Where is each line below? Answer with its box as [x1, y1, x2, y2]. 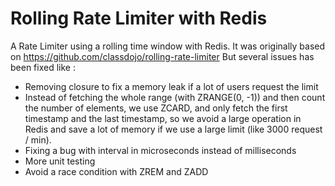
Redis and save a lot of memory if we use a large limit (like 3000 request [24, 123, 323, 135]
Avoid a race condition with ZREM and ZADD [24, 165, 209, 177]
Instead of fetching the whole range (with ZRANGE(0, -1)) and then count [24, 91, 326, 103]
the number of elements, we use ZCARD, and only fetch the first [24, 102, 288, 114]
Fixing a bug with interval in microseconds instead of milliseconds [24, 144, 297, 156]
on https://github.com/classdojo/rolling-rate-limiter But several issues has [10, 50, 315, 62]
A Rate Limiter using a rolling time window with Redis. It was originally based [10, 40, 326, 52]
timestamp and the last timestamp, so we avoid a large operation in [24, 112, 302, 124]
